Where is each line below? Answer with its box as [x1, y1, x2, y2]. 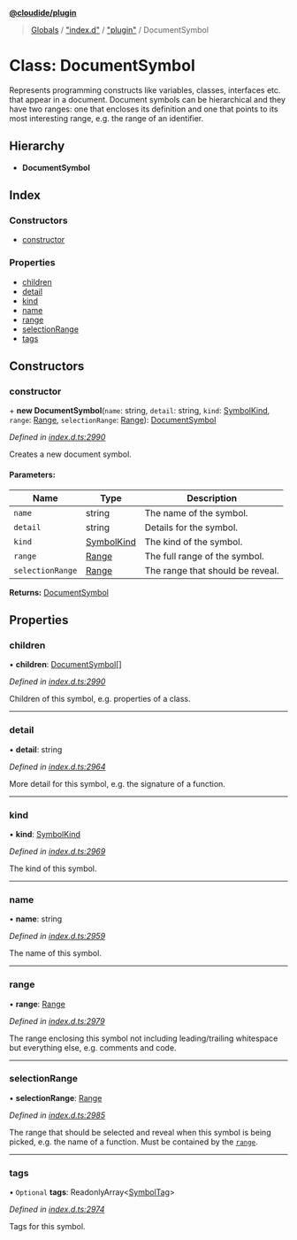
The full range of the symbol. [144, 550, 265, 562]
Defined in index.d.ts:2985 [9, 1110, 106, 1121]
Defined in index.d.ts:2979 [9, 1015, 105, 1026]
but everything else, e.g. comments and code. [9, 1042, 177, 1052]
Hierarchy [9, 139, 65, 154]
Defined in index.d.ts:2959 [9, 931, 106, 942]
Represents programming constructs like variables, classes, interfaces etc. [9, 84, 281, 96]
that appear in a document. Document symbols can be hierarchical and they [9, 94, 286, 104]
